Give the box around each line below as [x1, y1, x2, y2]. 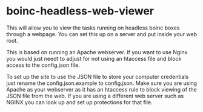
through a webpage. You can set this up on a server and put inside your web [6, 30, 198, 37]
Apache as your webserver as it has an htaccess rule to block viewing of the [6, 86, 197, 93]
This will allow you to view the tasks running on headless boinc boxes [6, 24, 180, 31]
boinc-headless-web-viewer [6, 4, 155, 18]
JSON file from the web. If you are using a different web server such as [6, 92, 184, 99]
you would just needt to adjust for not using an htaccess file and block [6, 55, 182, 62]
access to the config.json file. [6, 61, 80, 69]
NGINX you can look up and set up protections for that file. [6, 98, 153, 106]
